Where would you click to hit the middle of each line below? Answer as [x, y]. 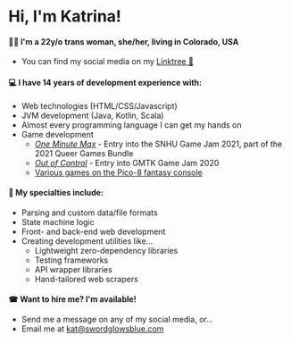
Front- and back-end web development [93, 231]
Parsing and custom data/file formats [89, 213]
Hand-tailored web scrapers [87, 279]
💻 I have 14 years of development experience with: [105, 82]
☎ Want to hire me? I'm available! [72, 299]
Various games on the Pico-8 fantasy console [118, 172]
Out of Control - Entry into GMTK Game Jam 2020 [127, 163]
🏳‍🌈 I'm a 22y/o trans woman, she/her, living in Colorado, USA [124, 41]
